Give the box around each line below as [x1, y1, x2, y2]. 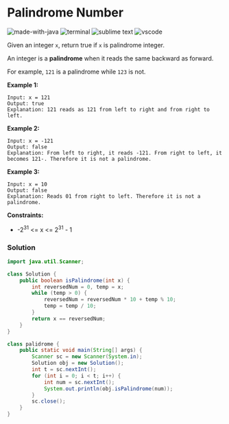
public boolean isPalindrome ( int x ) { [19, 277, 130, 284]
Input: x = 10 [7, 181, 48, 188]
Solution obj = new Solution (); [32, 359, 125, 367]
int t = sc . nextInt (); [32, 366, 97, 373]
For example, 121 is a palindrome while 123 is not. [7, 67, 146, 76]
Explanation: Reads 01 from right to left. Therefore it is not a [7, 192, 201, 200]
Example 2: [7, 124, 40, 132]
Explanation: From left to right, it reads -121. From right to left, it [7, 149, 223, 156]
